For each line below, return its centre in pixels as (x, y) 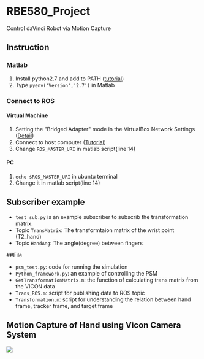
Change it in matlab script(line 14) (58, 183)
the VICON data (35, 286)
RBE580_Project (48, 11)
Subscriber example (46, 202)
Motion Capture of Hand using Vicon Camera (94, 326)
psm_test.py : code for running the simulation (71, 267)
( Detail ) (25, 136)
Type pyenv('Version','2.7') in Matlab (65, 85)
